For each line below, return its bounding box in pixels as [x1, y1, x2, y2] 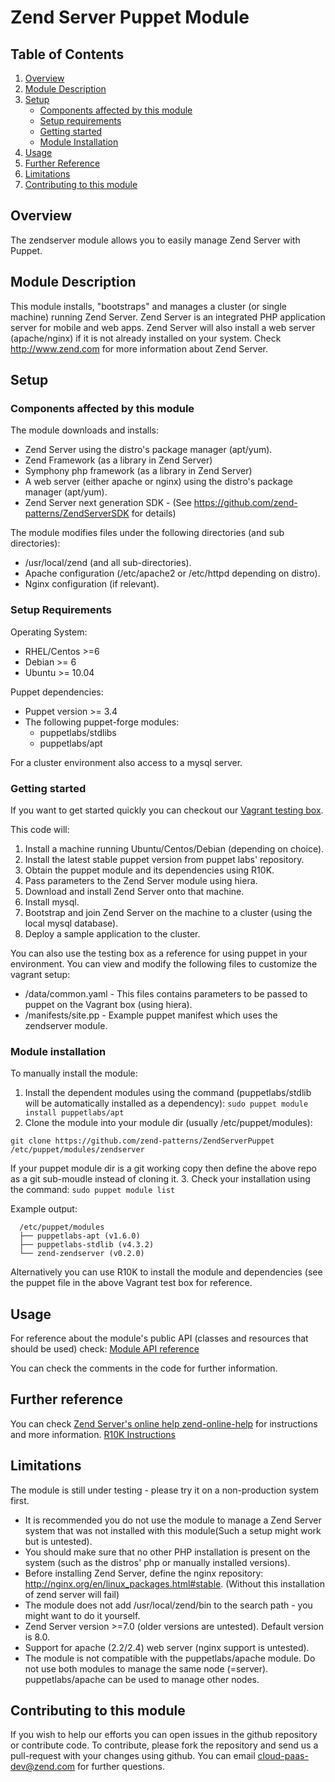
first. [10, 1494, 30, 1506]
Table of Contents [10, 46, 125, 63]
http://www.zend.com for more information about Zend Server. [10, 342, 269, 355]
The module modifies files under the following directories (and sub [10, 527, 285, 539]
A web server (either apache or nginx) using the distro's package [24, 476, 293, 488]
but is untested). [24, 1535, 93, 1547]
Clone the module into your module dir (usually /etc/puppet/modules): [24, 1117, 313, 1129]
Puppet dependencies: [10, 686, 104, 698]
